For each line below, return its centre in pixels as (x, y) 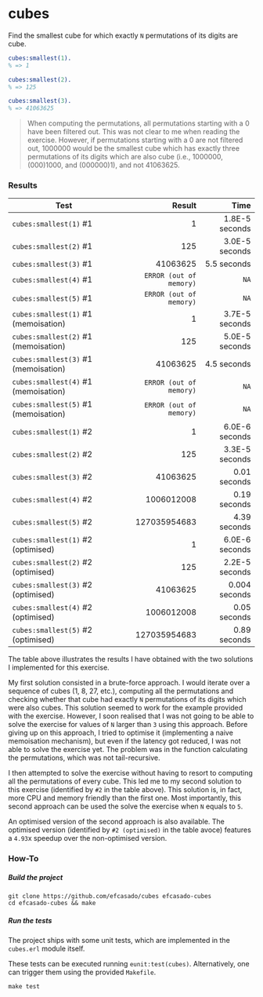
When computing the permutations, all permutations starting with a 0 (138, 123)
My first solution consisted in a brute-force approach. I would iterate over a (129, 683)
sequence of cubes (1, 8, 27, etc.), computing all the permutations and (121, 691)
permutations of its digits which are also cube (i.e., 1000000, (125, 157)
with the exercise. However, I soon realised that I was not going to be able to (131, 716)
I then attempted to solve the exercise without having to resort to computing (130, 773)
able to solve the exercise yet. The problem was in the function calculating (128, 750)
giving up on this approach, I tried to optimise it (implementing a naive (121, 733)
